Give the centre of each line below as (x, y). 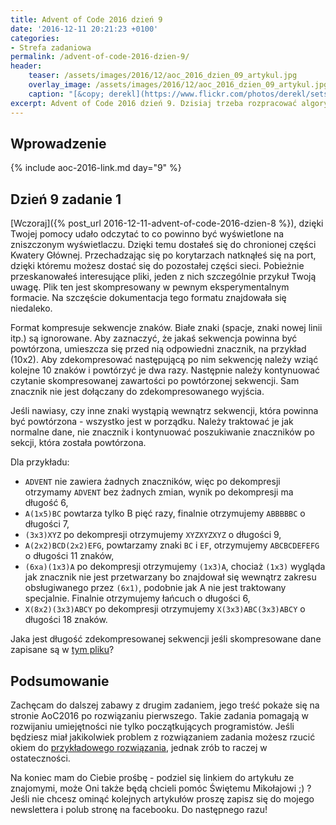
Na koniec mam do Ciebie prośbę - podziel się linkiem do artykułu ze (152, 777)
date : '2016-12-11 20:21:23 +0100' (84, 29)
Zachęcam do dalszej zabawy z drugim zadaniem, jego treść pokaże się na (165, 705)
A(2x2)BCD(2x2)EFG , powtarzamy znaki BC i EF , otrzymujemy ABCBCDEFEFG (172, 545)
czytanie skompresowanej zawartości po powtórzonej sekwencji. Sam (155, 381)
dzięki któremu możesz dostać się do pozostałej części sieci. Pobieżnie (157, 266)
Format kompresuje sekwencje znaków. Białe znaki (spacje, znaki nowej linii (166, 328)
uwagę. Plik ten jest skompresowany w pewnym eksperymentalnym (150, 287)
